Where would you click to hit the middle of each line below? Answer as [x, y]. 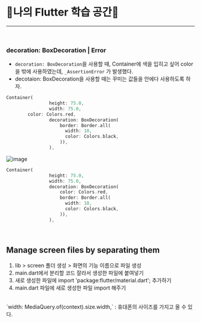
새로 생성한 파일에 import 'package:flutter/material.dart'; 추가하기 [93, 280]
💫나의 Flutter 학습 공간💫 [63, 12]
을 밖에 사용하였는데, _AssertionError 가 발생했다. [74, 72]
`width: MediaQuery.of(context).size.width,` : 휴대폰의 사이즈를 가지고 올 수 [96, 307]
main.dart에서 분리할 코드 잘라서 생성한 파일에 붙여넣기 [79, 273]
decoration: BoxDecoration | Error [56, 50]
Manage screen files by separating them [83, 250]
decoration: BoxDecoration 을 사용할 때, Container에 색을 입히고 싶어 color [104, 64]
